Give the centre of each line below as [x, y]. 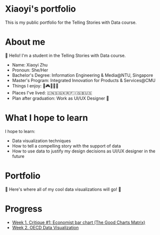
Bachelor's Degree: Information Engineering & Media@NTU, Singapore [83, 75]
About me [25, 42]
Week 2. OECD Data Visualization [45, 227]
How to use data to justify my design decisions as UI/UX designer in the [84, 151]
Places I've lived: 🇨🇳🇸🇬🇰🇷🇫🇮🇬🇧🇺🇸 [52, 93]
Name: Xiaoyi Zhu [30, 65]
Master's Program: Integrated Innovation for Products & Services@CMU [84, 80]
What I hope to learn [47, 118]
